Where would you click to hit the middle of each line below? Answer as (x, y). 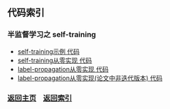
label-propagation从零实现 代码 (63, 69)
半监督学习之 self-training (52, 35)
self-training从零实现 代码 (55, 60)
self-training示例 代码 (48, 51)
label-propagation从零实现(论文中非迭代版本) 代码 (90, 78)
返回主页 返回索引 (40, 98)
